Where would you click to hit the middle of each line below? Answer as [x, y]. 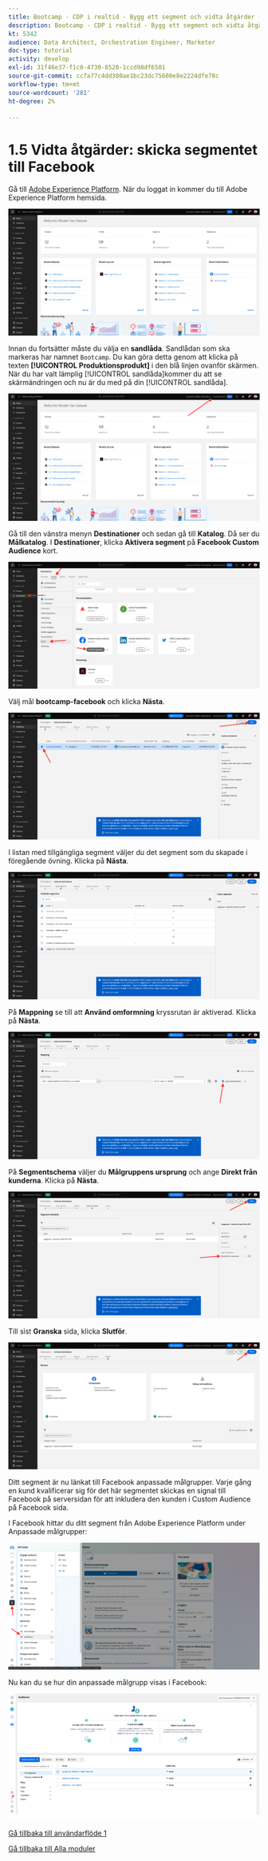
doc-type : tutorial [41, 51]
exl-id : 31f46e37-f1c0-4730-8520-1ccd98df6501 [87, 68]
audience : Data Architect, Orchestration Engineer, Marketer [112, 42]
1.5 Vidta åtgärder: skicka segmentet [133, 150]
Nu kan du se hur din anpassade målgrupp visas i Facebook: [108, 1682]
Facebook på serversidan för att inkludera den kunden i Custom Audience [130, 1499]
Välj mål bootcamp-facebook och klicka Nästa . [87, 701]
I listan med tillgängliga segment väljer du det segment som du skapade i [128, 853]
